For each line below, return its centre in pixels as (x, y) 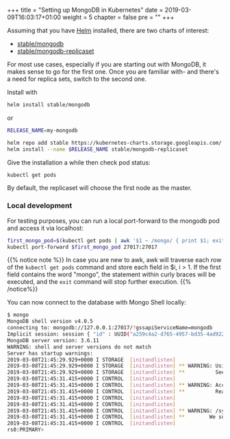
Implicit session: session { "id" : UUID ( (68, 334)
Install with (22, 92)
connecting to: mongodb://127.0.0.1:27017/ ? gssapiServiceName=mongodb (110, 328)
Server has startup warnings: (50, 353)
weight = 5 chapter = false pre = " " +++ (118, 17)
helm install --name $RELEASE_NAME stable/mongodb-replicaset (98, 149)
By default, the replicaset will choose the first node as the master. (100, 188)
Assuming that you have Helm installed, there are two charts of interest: (108, 31)
